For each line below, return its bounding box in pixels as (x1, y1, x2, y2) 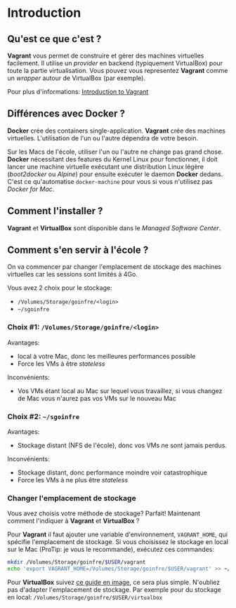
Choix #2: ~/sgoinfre (7, 411, 80, 421)
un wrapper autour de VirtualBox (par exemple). (7, 74, 146, 82)
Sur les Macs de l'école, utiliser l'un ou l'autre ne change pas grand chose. (7, 147, 223, 156)
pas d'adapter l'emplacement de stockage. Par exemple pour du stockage (7, 586, 221, 594)
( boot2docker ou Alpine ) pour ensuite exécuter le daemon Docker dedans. (7, 170, 223, 178)
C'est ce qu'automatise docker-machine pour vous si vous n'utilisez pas (7, 177, 213, 185)
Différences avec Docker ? (7, 107, 125, 120)
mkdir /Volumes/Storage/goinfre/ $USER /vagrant (7, 559, 146, 566)
